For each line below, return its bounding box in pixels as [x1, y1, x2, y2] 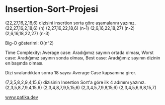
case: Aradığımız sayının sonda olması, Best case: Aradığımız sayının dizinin [5, 54, 161, 60]
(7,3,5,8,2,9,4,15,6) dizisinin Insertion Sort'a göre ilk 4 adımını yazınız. [5, 79, 146, 85]
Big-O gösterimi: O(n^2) [5, 40, 54, 46]
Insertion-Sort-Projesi [5, 3, 98, 15]
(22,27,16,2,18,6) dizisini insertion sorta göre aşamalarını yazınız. [5, 20, 136, 26]
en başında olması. [5, 60, 44, 66]
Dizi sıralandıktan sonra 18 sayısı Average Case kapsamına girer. [5, 69, 137, 75]
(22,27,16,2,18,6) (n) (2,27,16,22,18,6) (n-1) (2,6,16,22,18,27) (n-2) [5, 25, 135, 31]
